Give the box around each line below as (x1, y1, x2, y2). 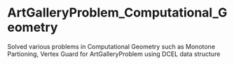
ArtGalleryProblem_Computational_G (7, 5, 228, 21)
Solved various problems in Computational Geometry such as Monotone (7, 42, 216, 50)
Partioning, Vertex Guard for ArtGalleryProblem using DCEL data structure (7, 50, 221, 58)
